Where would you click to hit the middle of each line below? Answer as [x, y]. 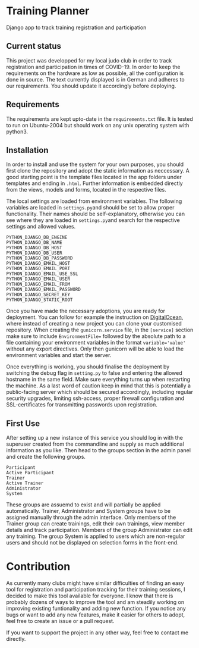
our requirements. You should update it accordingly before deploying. [91, 86]
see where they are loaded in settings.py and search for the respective [93, 220]
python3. [17, 132]
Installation [27, 150]
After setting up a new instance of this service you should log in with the [94, 438]
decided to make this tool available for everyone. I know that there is [90, 596]
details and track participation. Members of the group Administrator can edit [99, 530]
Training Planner [48, 11]
